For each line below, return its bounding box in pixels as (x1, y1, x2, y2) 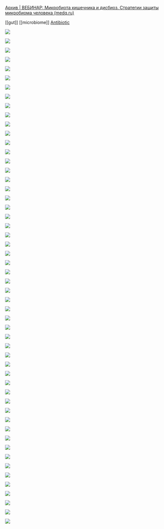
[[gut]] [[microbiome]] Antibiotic (5, 20, 70, 25)
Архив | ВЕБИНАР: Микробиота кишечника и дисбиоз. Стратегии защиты (5, 5, 159, 10)
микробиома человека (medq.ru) (5, 10, 75, 16)
